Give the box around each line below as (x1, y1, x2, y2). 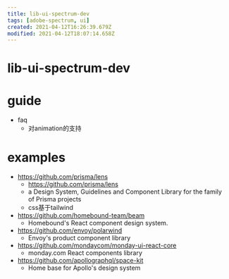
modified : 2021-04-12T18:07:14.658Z (7, 30, 115, 37)
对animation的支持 (27, 124, 82, 132)
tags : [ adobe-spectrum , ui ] (7, 17, 90, 24)
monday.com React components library (27, 249, 143, 257)
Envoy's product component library (27, 234, 131, 242)
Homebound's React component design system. (27, 219, 168, 228)
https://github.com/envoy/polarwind (17, 226, 123, 235)
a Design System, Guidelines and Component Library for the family (27, 187, 222, 196)
